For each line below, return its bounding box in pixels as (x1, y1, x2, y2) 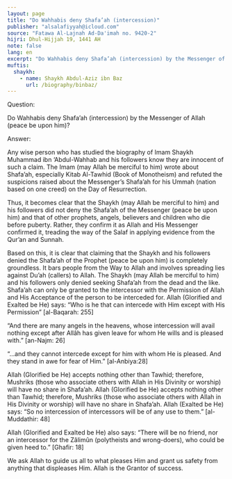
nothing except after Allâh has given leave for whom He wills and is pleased (7, 329, 224, 337)
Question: (7, 100, 35, 108)
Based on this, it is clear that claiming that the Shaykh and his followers (7, 249, 210, 257)
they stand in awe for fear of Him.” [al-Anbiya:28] (7, 357, 148, 366)
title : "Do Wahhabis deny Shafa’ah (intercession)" (7, 17, 160, 24)
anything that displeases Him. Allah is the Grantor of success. (7, 464, 183, 473)
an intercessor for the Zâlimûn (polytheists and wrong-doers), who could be (7, 436, 224, 444)
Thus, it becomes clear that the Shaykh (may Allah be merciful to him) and (7, 199, 219, 207)
